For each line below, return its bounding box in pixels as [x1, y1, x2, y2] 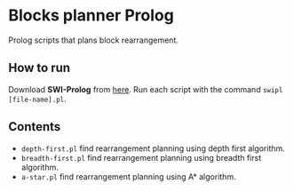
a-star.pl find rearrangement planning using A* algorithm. [20, 171, 236, 182]
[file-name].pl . [8, 93, 68, 104]
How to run [8, 60, 71, 76]
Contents [8, 119, 61, 134]
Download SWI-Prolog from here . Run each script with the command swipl [8, 84, 283, 94]
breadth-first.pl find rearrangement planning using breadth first [20, 152, 262, 163]
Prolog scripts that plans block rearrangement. [8, 35, 179, 45]
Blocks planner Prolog [8, 5, 174, 26]
